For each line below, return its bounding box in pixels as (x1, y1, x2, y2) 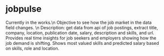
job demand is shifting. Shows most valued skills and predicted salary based (5, 40, 159, 46)
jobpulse (5, 3, 42, 15)
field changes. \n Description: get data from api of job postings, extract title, (5, 24, 158, 30)
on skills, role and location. (5, 45, 60, 51)
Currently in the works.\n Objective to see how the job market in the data (5, 19, 152, 25)
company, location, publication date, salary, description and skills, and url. (5, 30, 155, 36)
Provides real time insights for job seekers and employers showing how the (5, 35, 157, 41)
